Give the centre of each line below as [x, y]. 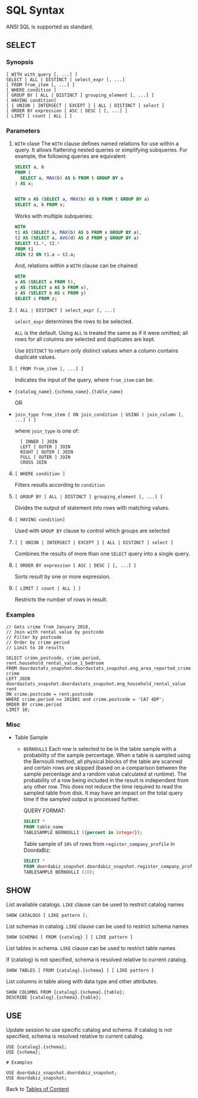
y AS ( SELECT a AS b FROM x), [52, 288]
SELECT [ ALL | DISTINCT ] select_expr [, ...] [66, 80]
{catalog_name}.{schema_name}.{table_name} [69, 392]
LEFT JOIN [18, 679]
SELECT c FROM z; [36, 298]
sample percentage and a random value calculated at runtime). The [105, 774]
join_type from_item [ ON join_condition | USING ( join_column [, [99, 415]
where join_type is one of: [47, 431]
